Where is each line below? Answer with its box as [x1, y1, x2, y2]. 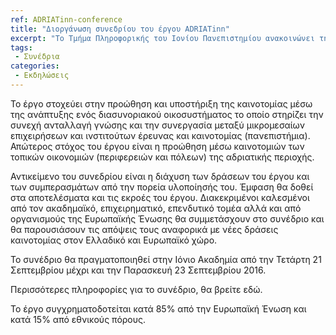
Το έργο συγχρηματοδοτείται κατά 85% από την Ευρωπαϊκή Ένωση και [10, 302, 307, 315]
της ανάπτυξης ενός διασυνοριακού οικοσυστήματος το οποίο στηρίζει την [10, 108, 324, 120]
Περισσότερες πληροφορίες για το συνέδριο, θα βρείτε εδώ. [10, 283, 263, 295]
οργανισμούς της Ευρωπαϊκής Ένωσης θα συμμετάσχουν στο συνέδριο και [10, 212, 325, 225]
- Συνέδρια [14, 52, 60, 62]
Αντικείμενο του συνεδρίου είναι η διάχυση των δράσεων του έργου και [10, 170, 310, 182]
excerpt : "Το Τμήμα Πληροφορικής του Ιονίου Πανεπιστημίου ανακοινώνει [10, 33, 315, 43]
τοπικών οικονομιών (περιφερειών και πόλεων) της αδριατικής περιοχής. [10, 151, 315, 163]
